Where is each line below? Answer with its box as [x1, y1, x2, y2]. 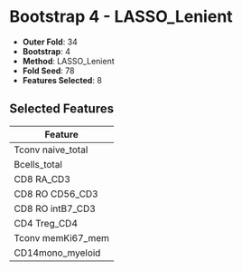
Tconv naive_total [14, 143, 88, 156]
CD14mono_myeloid [14, 247, 101, 259]
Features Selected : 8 [22, 74, 102, 85]
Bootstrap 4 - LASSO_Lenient [9, 6, 233, 27]
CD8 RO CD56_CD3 [14, 188, 98, 200]
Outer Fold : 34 [22, 36, 79, 47]
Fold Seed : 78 [22, 65, 75, 76]
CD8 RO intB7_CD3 [14, 202, 97, 215]
